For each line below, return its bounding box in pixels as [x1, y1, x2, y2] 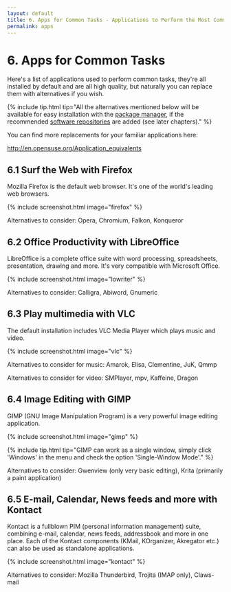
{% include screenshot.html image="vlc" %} [7, 347, 133, 355]
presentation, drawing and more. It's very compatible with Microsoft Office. [7, 262, 221, 270]
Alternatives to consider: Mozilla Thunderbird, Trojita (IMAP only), [7, 571, 192, 579]
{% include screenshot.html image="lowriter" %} [7, 275, 146, 283]
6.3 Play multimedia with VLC [7, 308, 136, 320]
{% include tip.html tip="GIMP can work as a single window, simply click [7, 446, 212, 454]
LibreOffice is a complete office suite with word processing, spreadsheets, [7, 254, 218, 262]
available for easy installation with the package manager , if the [7, 111, 184, 119]
